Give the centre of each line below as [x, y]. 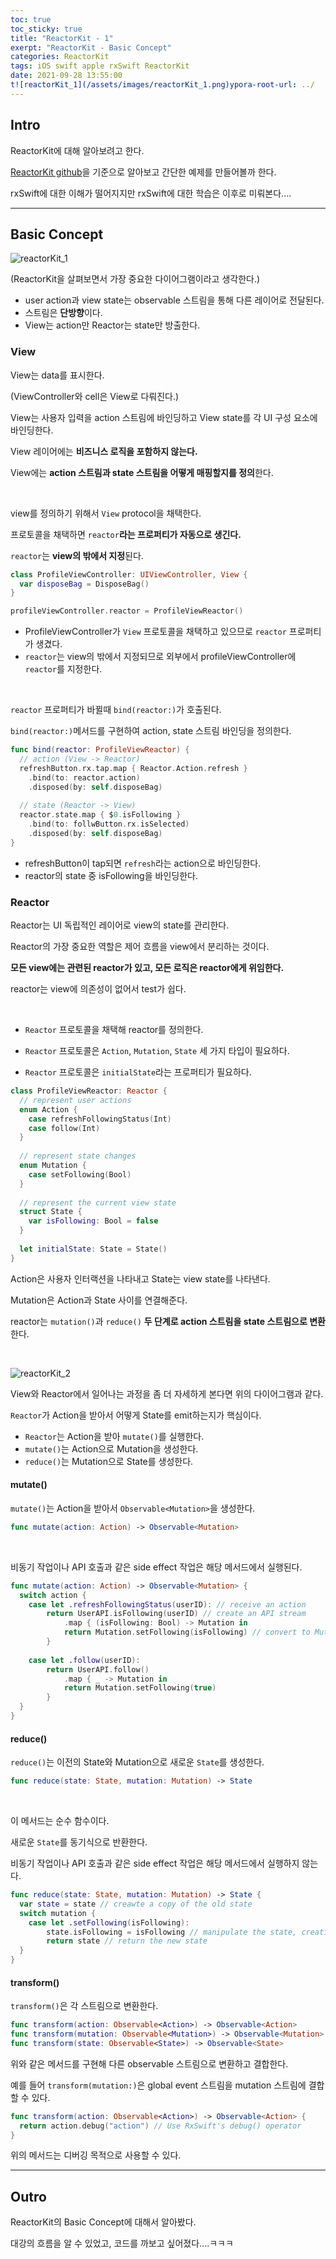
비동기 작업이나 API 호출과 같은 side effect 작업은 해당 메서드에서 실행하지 [155, 1863]
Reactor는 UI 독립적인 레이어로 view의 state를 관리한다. [120, 925]
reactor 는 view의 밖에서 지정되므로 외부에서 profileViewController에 [160, 657]
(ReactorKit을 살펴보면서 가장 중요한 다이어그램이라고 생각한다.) [135, 279]
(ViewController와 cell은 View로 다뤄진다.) [95, 396]
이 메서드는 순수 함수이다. [60, 1820]
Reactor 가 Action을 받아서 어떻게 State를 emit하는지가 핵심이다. [136, 1415]
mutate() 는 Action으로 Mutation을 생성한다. [111, 1448]
